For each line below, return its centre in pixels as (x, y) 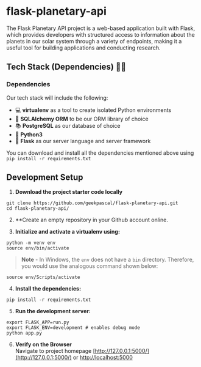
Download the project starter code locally (69, 192)
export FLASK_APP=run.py (38, 322)
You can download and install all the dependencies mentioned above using (100, 153)
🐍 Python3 (29, 134)
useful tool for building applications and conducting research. (83, 48)
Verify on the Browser (43, 344)
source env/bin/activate (38, 248)
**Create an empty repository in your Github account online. (92, 220)
